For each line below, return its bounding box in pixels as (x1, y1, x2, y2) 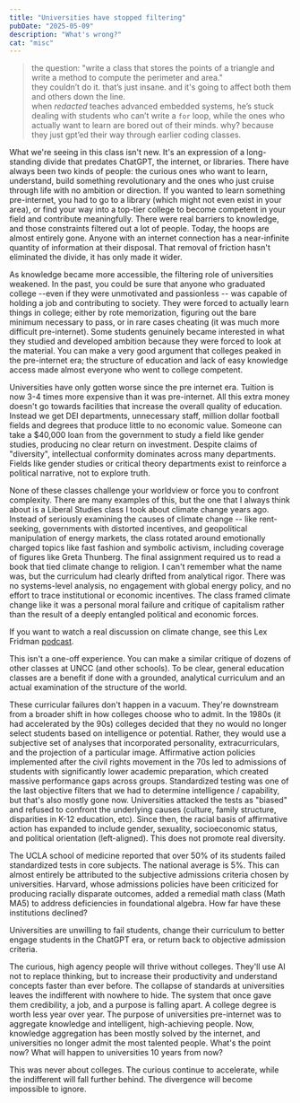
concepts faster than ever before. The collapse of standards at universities (9, 980, 285, 992)
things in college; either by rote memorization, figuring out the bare (9, 307, 257, 319)
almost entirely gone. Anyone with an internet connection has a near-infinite (9, 232, 289, 243)
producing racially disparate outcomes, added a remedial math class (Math (9, 889, 286, 899)
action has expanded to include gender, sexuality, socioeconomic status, (9, 823, 278, 835)
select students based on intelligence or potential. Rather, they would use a (9, 728, 287, 739)
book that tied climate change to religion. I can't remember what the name (9, 562, 282, 573)
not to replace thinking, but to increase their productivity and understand (9, 971, 278, 982)
